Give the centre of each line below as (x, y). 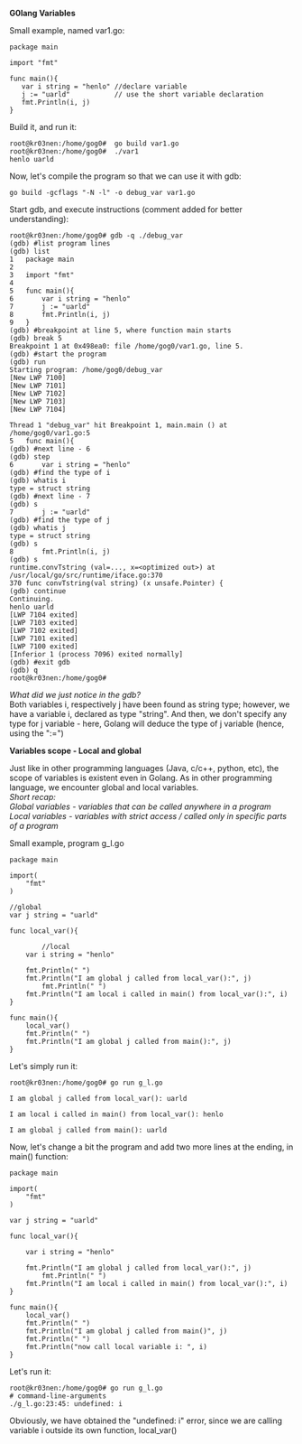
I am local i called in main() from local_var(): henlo (116, 1114)
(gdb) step (30, 457)
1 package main (42, 259)
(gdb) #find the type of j (60, 520)
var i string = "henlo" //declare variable (104, 87)
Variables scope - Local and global (75, 750)
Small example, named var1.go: (67, 30)
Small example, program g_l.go (67, 843)
